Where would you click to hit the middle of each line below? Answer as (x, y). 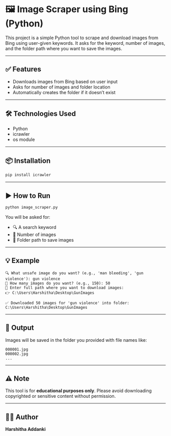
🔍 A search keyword (34, 227)
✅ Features (23, 69)
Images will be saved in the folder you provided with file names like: (76, 340)
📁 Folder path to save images (43, 240)
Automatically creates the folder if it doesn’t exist (64, 92)
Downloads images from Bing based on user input (65, 81)
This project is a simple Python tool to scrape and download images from (82, 38)
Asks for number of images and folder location (61, 87)
